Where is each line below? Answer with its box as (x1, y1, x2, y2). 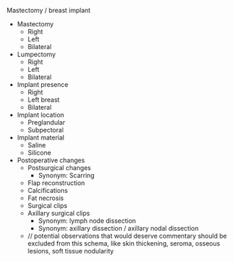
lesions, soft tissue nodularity (27, 247, 115, 255)
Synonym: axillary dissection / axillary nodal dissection (38, 224, 199, 232)
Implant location (16, 110, 65, 119)
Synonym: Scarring (38, 171, 95, 179)
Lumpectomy (16, 50, 56, 58)
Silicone (27, 149, 51, 157)
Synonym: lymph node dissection (38, 216, 137, 225)
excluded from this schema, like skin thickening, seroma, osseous (27, 239, 220, 248)
